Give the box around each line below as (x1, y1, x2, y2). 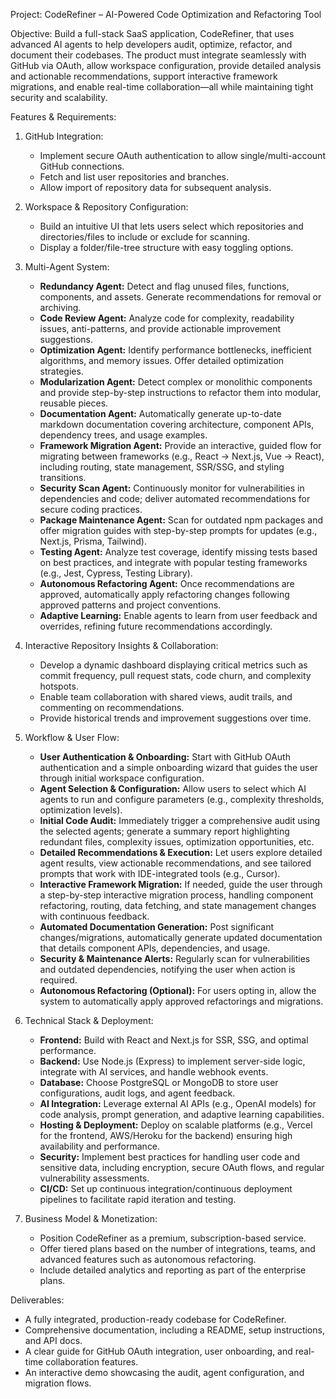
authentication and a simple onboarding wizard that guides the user (39, 762, 319, 773)
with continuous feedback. (39, 910, 150, 922)
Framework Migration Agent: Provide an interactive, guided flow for (39, 440, 322, 451)
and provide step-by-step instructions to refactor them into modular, (39, 387, 322, 398)
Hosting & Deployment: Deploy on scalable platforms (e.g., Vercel (39, 1119, 313, 1131)
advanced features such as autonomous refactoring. (39, 1254, 257, 1265)
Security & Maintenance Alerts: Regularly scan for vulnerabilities (39, 953, 311, 964)
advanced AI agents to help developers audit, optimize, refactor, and (10, 39, 293, 50)
